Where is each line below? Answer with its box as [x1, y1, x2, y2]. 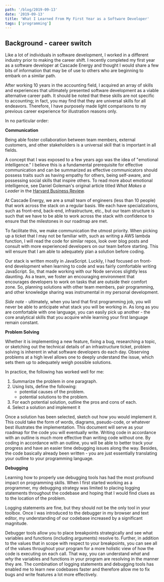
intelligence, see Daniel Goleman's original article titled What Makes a [5, 183, 146, 189]
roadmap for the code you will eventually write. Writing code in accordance [5, 430, 156, 436]
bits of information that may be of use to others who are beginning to [5, 68, 144, 73]
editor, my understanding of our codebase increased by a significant [5, 515, 143, 521]
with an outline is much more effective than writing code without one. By [5, 435, 151, 441]
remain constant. [5, 319, 39, 326]
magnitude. [5, 520, 28, 527]
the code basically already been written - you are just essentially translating [5, 450, 158, 456]
